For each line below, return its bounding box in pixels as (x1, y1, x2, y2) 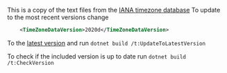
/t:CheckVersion (7, 59, 54, 66)
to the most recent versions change (7, 13, 109, 21)
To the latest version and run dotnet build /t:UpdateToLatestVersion (7, 39, 206, 47)
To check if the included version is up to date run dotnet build (7, 52, 186, 61)
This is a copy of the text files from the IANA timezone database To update (7, 6, 221, 14)
